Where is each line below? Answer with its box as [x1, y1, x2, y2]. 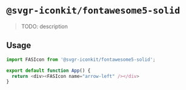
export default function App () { [6, 67, 91, 74]
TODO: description [21, 22, 68, 30]
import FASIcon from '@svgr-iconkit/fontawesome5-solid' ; [6, 57, 156, 63]
